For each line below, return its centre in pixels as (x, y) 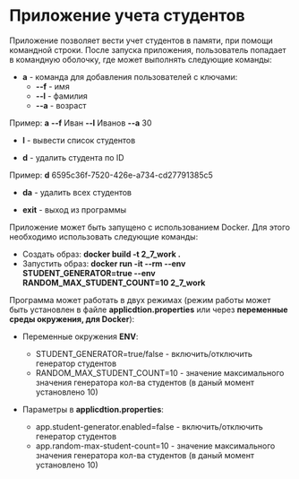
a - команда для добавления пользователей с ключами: (130, 76)
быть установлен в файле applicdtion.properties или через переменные (149, 309)
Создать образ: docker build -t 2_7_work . (101, 254)
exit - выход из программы (74, 209)
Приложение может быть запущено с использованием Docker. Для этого (150, 227)
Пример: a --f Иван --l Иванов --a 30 (81, 123)
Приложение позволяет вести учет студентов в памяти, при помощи (141, 40)
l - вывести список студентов (79, 140)
